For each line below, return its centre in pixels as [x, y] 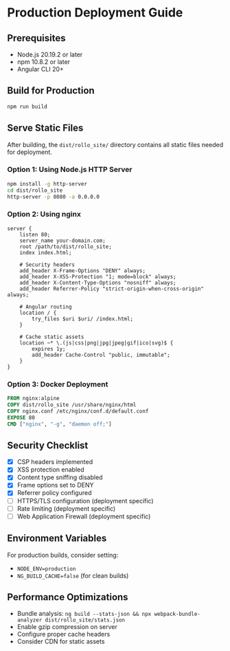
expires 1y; [49, 349]
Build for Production [51, 91]
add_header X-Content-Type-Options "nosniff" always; [98, 283]
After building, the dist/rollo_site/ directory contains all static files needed [115, 144]
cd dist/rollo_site [35, 190]
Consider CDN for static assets [61, 641]
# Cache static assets [52, 337]
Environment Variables [57, 539]
